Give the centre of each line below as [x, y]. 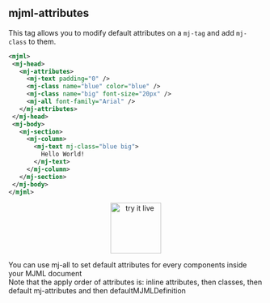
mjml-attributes [49, 13]
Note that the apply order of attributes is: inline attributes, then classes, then [135, 282]
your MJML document [45, 274]
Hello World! [63, 154]
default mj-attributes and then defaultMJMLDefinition [97, 291]
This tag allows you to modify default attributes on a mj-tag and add [121, 32]
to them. [42, 41]
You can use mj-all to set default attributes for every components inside [128, 265]
